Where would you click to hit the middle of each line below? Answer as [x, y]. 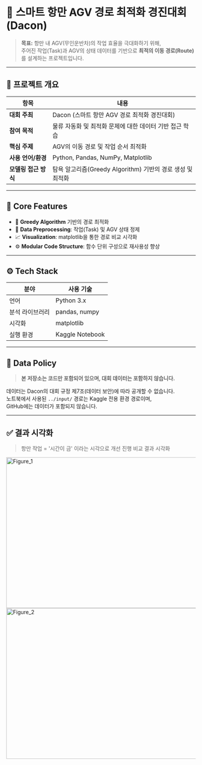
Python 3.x [71, 300]
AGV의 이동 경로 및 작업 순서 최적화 [99, 147]
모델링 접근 [24, 169]
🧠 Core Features [37, 207]
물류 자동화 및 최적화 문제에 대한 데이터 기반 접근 [117, 126]
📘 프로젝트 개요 [32, 85]
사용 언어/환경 [28, 157]
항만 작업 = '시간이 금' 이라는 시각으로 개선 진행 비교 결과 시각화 [95, 448]
